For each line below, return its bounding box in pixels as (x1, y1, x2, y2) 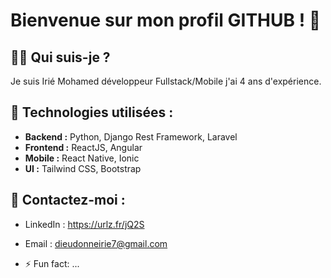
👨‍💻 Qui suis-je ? (10, 49, 111, 66)
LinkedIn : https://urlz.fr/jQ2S (24, 218, 145, 230)
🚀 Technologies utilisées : (10, 104, 174, 121)
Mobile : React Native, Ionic (24, 152, 140, 164)
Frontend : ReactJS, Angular (24, 141, 143, 153)
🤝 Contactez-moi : (10, 192, 126, 209)
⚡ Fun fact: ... (24, 257, 80, 269)
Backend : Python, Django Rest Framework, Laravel (24, 130, 238, 143)
